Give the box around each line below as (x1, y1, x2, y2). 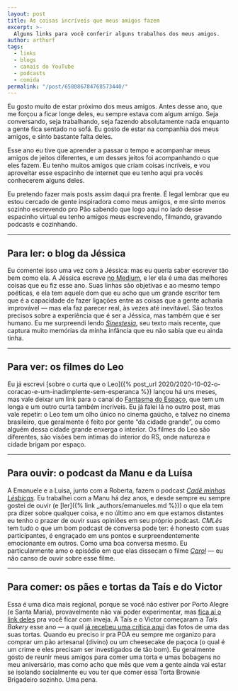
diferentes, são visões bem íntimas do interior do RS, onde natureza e (7, 432, 210, 441)
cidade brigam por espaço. (7, 440, 86, 449)
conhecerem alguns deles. (7, 176, 85, 185)
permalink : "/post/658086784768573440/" (7, 83, 129, 90)
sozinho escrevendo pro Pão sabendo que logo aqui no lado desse (7, 205, 203, 213)
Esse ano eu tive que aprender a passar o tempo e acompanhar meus (7, 146, 210, 155)
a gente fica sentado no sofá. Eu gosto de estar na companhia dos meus (7, 125, 220, 133)
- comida (13, 76, 40, 84)
